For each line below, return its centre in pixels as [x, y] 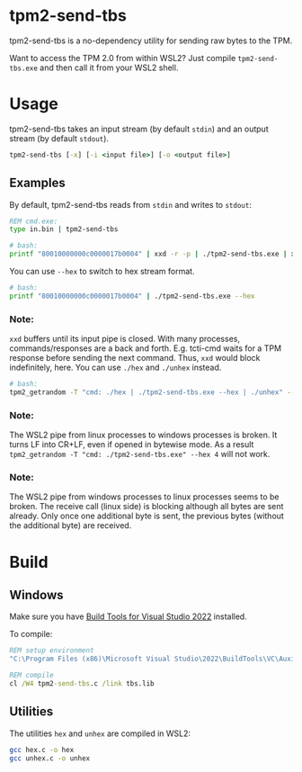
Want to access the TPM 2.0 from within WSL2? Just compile [123, 58]
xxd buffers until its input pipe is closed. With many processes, [125, 339]
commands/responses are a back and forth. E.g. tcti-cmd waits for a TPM [145, 348]
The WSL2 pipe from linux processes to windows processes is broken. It [143, 435]
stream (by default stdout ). [59, 138]
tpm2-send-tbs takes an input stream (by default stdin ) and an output [139, 129]
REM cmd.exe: [34, 221]
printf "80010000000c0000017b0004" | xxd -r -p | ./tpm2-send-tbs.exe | [148, 254]
